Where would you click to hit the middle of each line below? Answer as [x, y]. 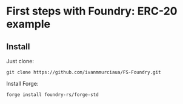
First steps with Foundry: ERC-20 [92, 11]
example [28, 24]
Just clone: [20, 61]
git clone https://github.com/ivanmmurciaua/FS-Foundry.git [84, 72]
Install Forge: [22, 84]
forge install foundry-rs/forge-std [52, 95]
